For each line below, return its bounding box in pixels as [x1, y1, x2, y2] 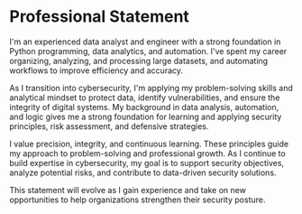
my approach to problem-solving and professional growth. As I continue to [9, 147, 286, 159]
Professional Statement [9, 6, 189, 27]
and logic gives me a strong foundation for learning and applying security [9, 111, 282, 122]
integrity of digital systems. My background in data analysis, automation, [9, 101, 279, 112]
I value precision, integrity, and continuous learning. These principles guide [9, 138, 289, 149]
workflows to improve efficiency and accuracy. [9, 65, 183, 76]
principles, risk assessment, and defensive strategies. [9, 120, 209, 132]
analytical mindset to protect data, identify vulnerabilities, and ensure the [9, 92, 280, 103]
